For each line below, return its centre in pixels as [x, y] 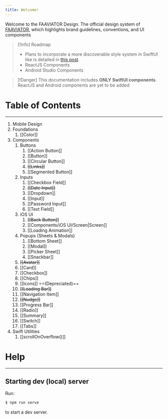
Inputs [26, 177]
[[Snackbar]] [40, 257]
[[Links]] [36, 166]
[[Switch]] [30, 320]
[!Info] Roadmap [34, 44]
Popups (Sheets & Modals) [47, 235]
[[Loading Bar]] [35, 289]
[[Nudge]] [30, 299]
